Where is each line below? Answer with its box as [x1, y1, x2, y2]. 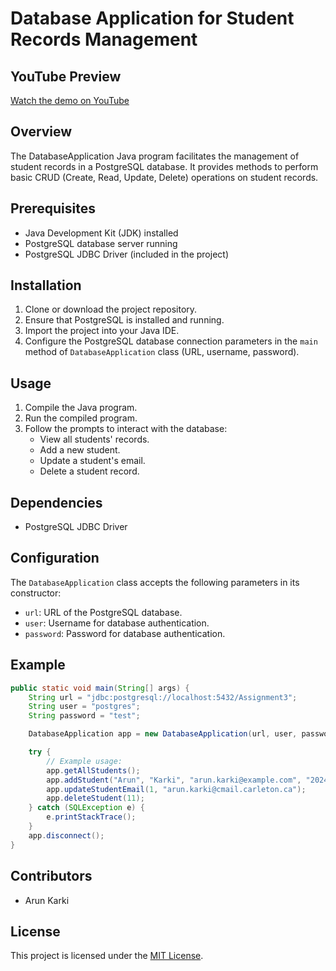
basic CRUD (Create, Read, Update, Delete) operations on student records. [10, 171, 319, 183]
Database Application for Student [10, 7, 295, 30]
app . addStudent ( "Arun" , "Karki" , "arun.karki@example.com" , [46, 775, 302, 785]
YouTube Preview [10, 68, 122, 85]
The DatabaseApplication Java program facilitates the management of [10, 150, 300, 162]
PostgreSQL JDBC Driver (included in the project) [24, 248, 229, 260]
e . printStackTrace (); [46, 812, 137, 822]
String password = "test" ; [28, 711, 141, 721]
